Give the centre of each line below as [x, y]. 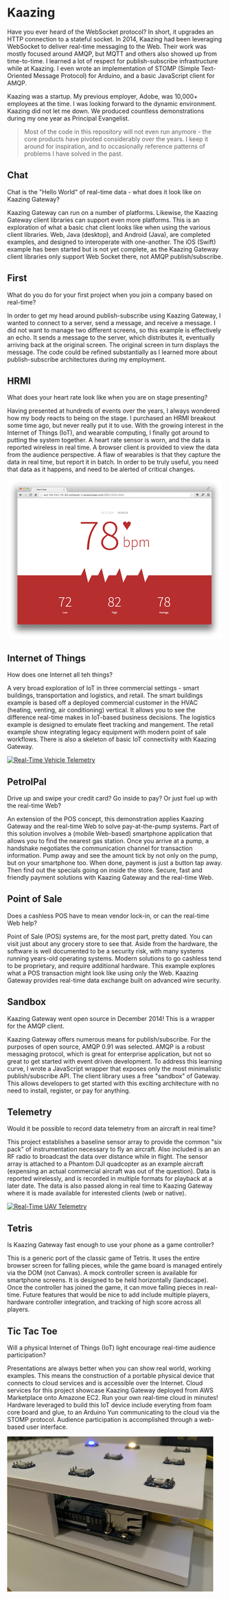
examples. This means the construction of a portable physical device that [111, 1376]
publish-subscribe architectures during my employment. [87, 359]
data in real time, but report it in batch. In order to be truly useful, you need [113, 462]
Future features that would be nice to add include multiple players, [117, 1295]
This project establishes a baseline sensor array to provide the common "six [115, 1142]
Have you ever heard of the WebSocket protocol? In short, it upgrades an [111, 32]
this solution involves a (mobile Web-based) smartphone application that [110, 834]
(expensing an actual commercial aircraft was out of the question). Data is [112, 1171]
